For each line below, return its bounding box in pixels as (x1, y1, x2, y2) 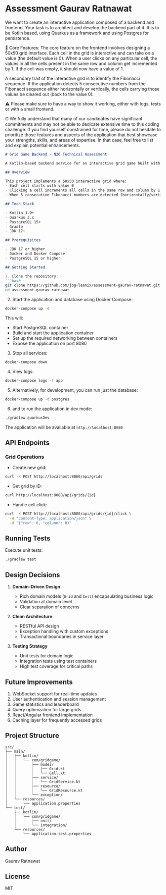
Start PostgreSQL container (12, 325, 68, 331)
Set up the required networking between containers (12, 335, 118, 341)
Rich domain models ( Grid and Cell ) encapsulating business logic (19, 593, 154, 599)
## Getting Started (5, 264, 45, 270)
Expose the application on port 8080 (12, 340, 87, 347)
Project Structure (5, 732, 59, 740)
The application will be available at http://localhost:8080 (5, 424, 123, 430)
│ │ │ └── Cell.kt (5, 771, 65, 776)
